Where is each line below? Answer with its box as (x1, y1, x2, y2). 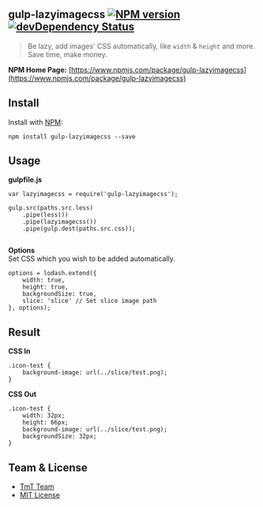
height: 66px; (22, 418, 69, 427)
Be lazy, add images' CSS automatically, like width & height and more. (27, 41, 255, 51)
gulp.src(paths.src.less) (8, 204, 93, 212)
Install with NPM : (8, 117, 63, 127)
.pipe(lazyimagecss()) (22, 218, 97, 226)
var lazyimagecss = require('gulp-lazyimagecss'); (8, 191, 178, 199)
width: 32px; (22, 412, 66, 420)
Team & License (8, 460, 88, 475)
